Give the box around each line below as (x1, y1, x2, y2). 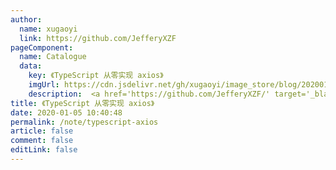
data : (19, 61, 43, 71)
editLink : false (10, 145, 78, 155)
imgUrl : (28, 80, 60, 90)
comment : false (10, 136, 74, 146)
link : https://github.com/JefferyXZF (19, 33, 177, 43)
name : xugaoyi (19, 24, 78, 34)
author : (10, 14, 43, 25)
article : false (10, 126, 74, 136)
